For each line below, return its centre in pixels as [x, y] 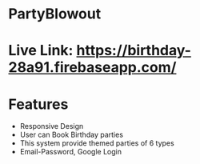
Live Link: [41, 51]
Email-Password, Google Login [71, 152]
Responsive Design [52, 126]
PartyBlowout [55, 14]
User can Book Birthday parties [72, 135]
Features [38, 104]
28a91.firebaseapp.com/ [92, 68]
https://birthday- [134, 51]
